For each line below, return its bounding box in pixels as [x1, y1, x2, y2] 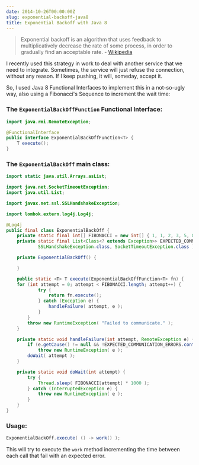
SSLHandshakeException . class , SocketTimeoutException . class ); [37, 244, 197, 250]
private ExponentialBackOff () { [17, 254, 97, 261]
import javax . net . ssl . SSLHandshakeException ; [6, 200, 120, 206]
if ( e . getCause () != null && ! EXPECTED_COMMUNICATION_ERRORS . [27, 342, 184, 348]
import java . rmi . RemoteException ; [6, 119, 92, 125]
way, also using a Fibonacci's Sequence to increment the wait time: [6, 90, 171, 98]
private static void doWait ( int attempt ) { [17, 369, 126, 375]
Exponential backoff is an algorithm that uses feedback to [20, 36, 162, 43]
